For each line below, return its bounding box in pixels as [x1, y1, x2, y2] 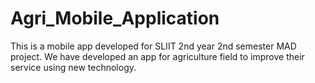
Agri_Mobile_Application [10, 7, 220, 30]
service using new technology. [10, 61, 137, 73]
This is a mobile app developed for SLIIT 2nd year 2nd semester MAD [10, 40, 297, 52]
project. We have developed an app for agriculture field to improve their [10, 50, 305, 62]
